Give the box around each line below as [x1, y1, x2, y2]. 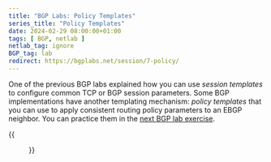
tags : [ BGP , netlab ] [8, 34, 85, 43]
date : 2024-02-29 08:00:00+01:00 [8, 27, 122, 35]
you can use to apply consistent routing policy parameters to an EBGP [8, 104, 243, 114]
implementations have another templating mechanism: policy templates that [8, 96, 262, 106]
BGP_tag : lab [8, 49, 53, 58]
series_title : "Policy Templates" [8, 19, 126, 28]
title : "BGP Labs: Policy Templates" [8, 11, 136, 20]
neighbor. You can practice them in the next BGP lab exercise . [8, 113, 215, 123]
